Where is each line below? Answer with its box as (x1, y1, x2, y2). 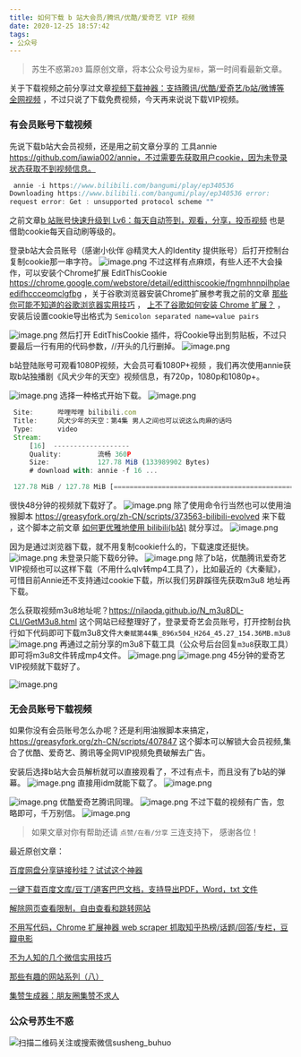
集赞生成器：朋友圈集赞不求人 (9, 991, 119, 1001)
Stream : (13, 433, 42, 442)
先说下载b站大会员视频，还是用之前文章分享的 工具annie (9, 141, 218, 151)
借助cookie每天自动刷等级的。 (9, 226, 121, 237)
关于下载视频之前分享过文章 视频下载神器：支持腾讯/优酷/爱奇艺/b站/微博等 (9, 82, 285, 94)
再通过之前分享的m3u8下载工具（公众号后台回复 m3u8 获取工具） (59, 639, 289, 649)
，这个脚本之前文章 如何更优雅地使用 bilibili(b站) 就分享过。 (9, 522, 228, 533)
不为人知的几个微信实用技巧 (9, 952, 112, 963)
